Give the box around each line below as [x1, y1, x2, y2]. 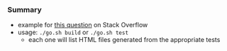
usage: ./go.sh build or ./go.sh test [17, 28, 129, 36]
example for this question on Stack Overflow [17, 21, 148, 29]
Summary [7, 5, 43, 15]
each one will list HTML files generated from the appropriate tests [28, 36, 221, 44]
